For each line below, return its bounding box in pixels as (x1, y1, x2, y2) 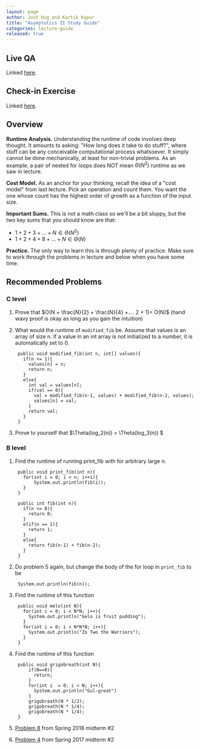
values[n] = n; (28, 361, 66, 367)
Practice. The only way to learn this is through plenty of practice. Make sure (6, 247, 194, 254)
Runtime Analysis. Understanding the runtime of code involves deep (6, 135, 176, 142)
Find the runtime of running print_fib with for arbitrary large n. (14, 458, 167, 465)
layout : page (6, 8, 39, 15)
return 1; (28, 526, 53, 532)
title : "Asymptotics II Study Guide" (6, 20, 100, 26)
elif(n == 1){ (23, 521, 59, 527)
